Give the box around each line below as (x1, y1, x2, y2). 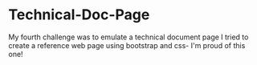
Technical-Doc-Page (8, 6, 150, 24)
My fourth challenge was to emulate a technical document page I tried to (8, 32, 249, 42)
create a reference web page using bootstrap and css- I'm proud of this (8, 40, 246, 50)
